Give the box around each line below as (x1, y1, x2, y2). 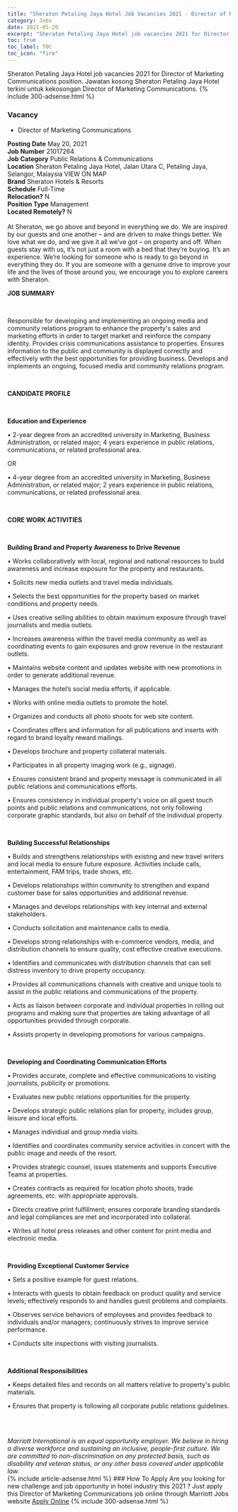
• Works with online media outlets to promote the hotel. (7, 698, 169, 707)
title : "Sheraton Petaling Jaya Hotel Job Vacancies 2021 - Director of (7, 10, 227, 18)
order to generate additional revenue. (7, 671, 116, 680)
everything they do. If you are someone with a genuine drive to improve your (7, 260, 231, 269)
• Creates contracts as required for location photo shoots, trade (7, 1184, 193, 1193)
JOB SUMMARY (7, 289, 55, 298)
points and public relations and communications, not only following (7, 803, 203, 812)
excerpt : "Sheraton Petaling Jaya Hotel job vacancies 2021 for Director (7, 30, 230, 38)
